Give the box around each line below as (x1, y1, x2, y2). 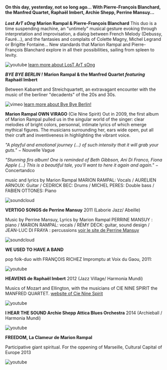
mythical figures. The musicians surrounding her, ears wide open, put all (5, 127, 154, 133)
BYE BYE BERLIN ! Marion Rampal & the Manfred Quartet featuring (5, 71, 146, 77)
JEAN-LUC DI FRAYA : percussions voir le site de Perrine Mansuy (5, 227, 140, 233)
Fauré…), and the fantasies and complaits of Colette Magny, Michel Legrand (5, 36, 161, 42)
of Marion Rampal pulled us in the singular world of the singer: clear (5, 116, 145, 122)
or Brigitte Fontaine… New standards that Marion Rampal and (5, 41, 131, 47)
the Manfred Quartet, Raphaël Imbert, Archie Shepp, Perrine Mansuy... (5, 9, 155, 15)
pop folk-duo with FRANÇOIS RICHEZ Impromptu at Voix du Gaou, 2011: (5, 256, 152, 262)
